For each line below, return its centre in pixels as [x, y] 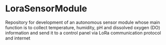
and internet [18, 38]
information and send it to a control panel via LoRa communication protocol [83, 33]
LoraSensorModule [46, 9]
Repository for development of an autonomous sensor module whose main [82, 22]
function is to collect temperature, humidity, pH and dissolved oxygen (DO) [83, 27]
